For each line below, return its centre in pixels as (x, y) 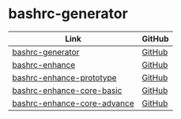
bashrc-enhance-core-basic (67, 90)
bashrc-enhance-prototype (64, 77)
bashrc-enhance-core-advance (73, 103)
